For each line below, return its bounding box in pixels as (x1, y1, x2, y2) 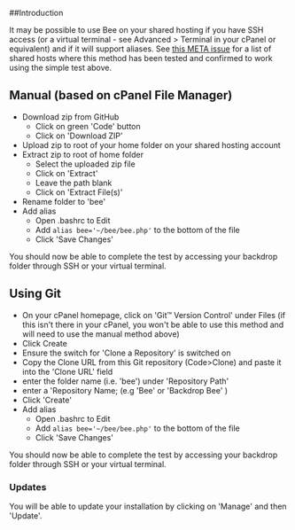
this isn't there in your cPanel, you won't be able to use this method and (21, 319, 284, 330)
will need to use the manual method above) (21, 328, 180, 339)
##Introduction (9, 8, 64, 18)
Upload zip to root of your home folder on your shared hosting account (21, 139, 281, 150)
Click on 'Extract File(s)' (35, 186, 123, 198)
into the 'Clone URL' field (21, 366, 113, 377)
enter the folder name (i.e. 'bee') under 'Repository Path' (21, 376, 229, 386)
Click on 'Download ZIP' (35, 130, 123, 141)
